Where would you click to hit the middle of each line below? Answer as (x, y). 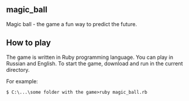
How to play (29, 43)
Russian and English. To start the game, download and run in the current (94, 63)
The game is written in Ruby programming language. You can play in (90, 57)
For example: (22, 81)
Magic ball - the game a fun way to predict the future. (72, 24)
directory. (18, 70)
